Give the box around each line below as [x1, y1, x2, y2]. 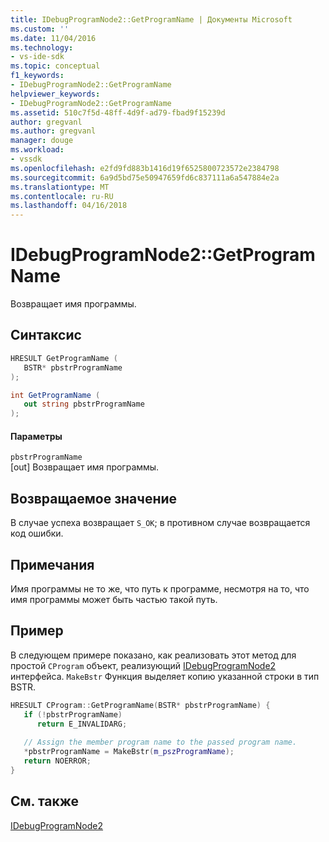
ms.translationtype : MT [10, 182, 110, 192]
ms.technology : [10, 42, 74, 53]
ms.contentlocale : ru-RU [10, 191, 114, 201]
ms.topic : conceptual [10, 61, 101, 71]
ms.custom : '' [10, 24, 70, 34]
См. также [10, 793, 80, 810]
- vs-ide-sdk [10, 52, 65, 62]
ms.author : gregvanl [10, 126, 97, 136]
